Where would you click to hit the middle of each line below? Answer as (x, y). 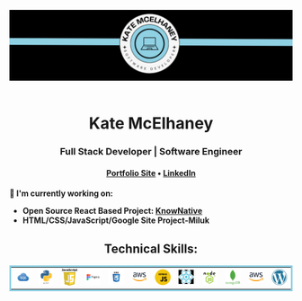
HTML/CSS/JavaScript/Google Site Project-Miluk (115, 220)
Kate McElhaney (151, 124)
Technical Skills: (151, 248)
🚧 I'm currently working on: (62, 193)
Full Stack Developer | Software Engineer (151, 152)
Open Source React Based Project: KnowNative (112, 211)
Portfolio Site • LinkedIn (151, 173)
